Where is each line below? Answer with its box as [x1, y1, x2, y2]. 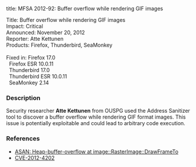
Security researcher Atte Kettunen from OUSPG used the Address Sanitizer [6, 107, 191, 114]
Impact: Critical [6, 23, 43, 30]
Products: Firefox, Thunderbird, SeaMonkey [6, 41, 113, 48]
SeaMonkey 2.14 [8, 79, 49, 86]
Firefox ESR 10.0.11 [8, 60, 54, 67]
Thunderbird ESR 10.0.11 [8, 73, 67, 80]
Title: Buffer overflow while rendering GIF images [6, 17, 126, 23]
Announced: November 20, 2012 [6, 29, 86, 36]
